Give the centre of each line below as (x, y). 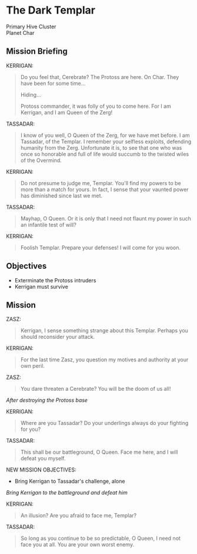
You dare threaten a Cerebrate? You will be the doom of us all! (96, 389)
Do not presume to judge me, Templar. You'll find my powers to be (101, 183)
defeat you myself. (43, 459)
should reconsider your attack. (58, 337)
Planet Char (20, 32)
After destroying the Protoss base (47, 400)
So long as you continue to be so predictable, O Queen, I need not (101, 538)
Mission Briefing (37, 52)
